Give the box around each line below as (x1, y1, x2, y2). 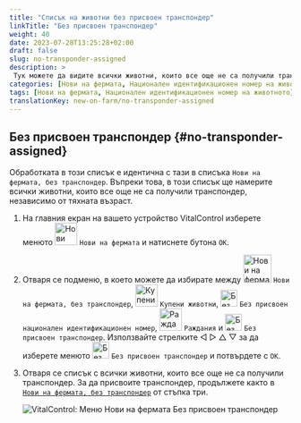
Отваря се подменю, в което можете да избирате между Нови (21, 275, 290, 285)
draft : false (9, 47, 58, 55)
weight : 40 (9, 30, 50, 38)
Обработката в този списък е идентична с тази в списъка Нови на (9, 167, 262, 178)
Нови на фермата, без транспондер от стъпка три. (21, 386, 209, 398)
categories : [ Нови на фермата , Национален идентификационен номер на (9, 80, 275, 89)
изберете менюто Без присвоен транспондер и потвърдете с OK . (21, 351, 281, 361)
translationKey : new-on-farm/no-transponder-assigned (9, 96, 215, 106)
